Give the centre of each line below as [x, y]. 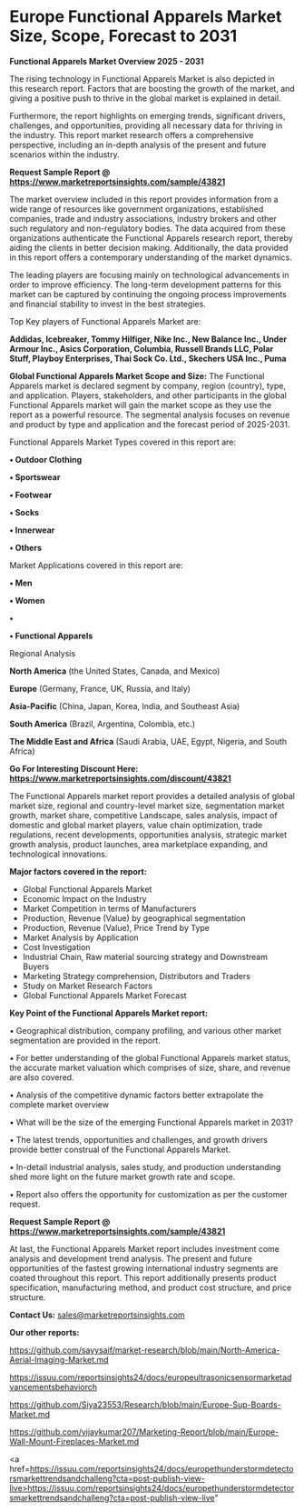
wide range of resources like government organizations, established [137, 209]
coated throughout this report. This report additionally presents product [143, 1277]
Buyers [36, 966]
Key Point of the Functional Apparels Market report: [109, 1013]
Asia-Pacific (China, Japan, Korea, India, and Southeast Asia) [125, 706]
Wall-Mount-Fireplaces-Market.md [74, 1441]
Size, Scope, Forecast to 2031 [123, 36]
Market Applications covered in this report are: [96, 565]
